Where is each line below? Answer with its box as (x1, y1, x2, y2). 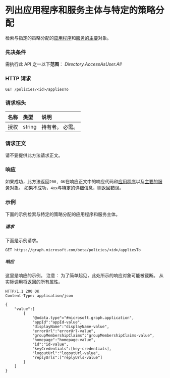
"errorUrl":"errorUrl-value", (32, 329, 96, 334)
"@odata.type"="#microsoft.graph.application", (32, 315, 135, 320)
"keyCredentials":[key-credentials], (32, 346, 112, 351)
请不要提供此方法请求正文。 (5, 152, 63, 158)
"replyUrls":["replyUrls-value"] (32, 355, 102, 360)
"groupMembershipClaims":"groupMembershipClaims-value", (32, 333, 155, 338)
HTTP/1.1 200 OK (5, 289, 39, 294)
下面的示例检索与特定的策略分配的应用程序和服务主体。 (5, 211, 120, 217)
